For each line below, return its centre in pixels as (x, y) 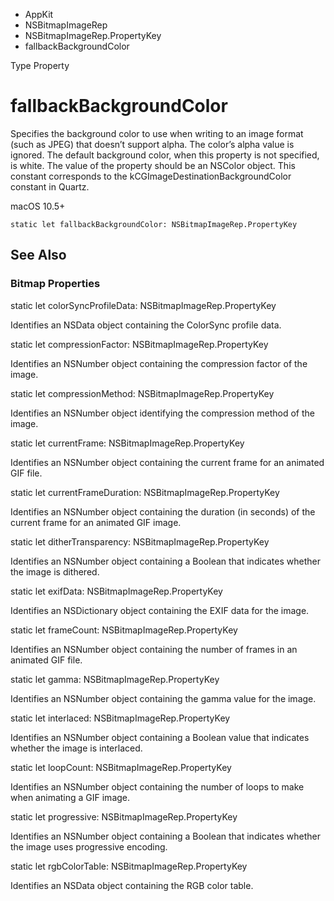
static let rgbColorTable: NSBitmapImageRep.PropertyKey (129, 866)
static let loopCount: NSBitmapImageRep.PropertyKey (121, 767)
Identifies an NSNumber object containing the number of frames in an (154, 649)
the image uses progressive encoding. (89, 846)
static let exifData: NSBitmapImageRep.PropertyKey (116, 591)
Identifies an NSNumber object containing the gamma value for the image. (163, 698)
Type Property (40, 65)
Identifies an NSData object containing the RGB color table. (132, 885)
